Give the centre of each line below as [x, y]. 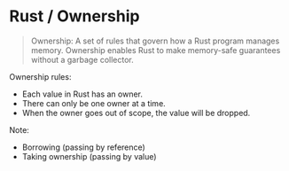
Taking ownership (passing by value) [89, 156]
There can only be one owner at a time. [94, 103]
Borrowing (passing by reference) [84, 147]
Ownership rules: [40, 76]
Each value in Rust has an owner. [82, 94]
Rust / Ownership [74, 16]
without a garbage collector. [82, 59]
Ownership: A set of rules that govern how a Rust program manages [155, 41]
